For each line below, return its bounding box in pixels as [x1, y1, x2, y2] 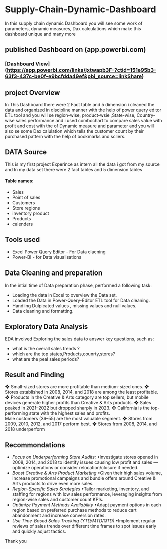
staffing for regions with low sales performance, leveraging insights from [12, 491, 162, 497]
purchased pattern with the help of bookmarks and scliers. [5, 134, 126, 140]
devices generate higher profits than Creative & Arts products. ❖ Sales [5, 400, 151, 406]
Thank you [5, 538, 27, 544]
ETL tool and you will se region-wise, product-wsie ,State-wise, [5, 112, 136, 118]
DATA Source [5, 148, 47, 156]
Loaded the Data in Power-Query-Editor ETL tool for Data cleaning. [12, 297, 150, 303]
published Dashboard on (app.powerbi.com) [5, 45, 146, 54]
